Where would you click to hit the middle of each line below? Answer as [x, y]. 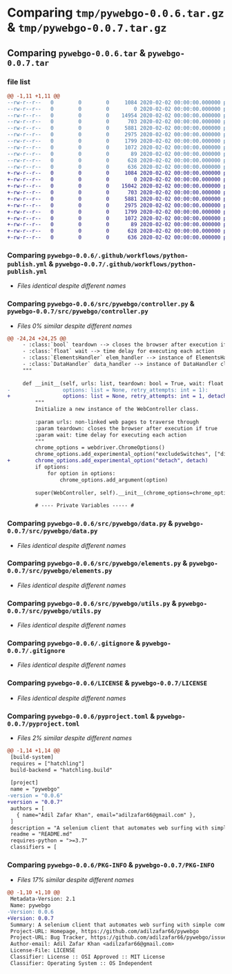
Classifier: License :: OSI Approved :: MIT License [88, 957]
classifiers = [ [33, 847]
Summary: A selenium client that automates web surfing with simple [111, 925]
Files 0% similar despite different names [75, 326]
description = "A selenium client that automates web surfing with [109, 828]
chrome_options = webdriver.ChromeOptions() [100, 448]
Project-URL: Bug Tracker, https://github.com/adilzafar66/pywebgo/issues [120, 938]
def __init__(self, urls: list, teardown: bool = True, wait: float [123, 383]
